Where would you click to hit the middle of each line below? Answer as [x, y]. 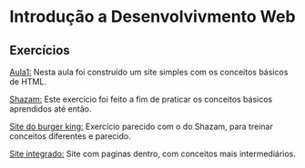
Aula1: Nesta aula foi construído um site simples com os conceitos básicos [149, 72]
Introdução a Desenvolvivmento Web [152, 17]
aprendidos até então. [51, 109]
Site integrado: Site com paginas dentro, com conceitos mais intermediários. [152, 153]
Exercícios [40, 50]
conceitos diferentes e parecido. [70, 136]
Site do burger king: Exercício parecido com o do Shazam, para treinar [141, 126]
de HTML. [28, 82]
